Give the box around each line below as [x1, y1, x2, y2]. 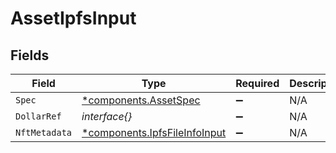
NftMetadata [15, 127, 73, 138]
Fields [10, 47, 50, 64]
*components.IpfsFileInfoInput [81, 126, 227, 139]
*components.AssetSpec [81, 93, 201, 107]
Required [235, 77, 280, 90]
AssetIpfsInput [10, 7, 137, 30]
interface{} [81, 110, 133, 123]
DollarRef [15, 111, 62, 122]
